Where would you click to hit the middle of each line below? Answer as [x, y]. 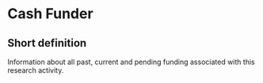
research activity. [36, 70]
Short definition [47, 43]
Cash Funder [50, 14]
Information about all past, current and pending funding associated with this [131, 62]
